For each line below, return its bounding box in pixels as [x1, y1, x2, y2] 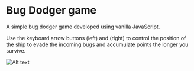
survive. [6, 47, 26, 54]
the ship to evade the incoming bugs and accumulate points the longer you [6, 41, 189, 48]
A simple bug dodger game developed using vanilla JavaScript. [6, 23, 160, 30]
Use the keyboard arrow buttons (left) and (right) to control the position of [6, 34, 186, 41]
